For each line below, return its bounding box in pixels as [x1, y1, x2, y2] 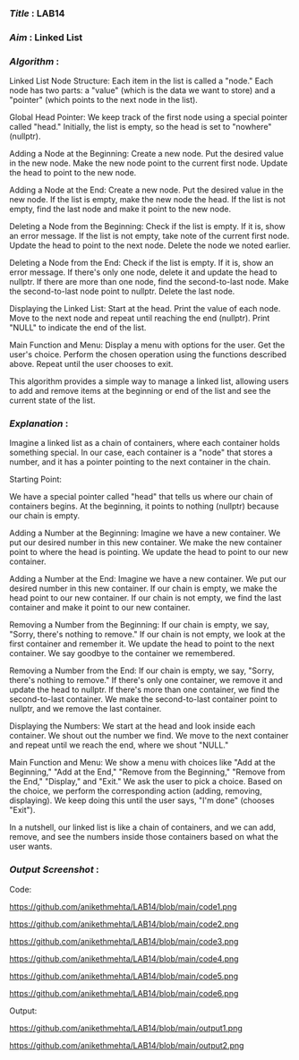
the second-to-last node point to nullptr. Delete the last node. [9, 286, 235, 297]
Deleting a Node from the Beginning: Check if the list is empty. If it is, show [9, 221, 286, 232]
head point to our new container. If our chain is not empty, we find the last [9, 593, 282, 603]
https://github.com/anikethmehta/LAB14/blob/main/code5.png [9, 970, 239, 981]
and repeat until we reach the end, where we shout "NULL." [9, 739, 229, 750]
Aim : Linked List [9, 30, 83, 43]
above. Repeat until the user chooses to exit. [9, 359, 174, 370]
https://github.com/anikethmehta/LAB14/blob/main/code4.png [9, 953, 239, 964]
